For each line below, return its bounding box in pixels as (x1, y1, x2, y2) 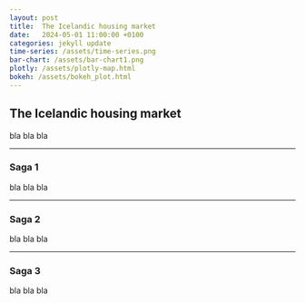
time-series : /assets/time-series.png (9, 47, 156, 56)
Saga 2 (9, 212, 41, 225)
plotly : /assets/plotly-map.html (9, 64, 136, 73)
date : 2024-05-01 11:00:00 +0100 (9, 30, 144, 39)
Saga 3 (9, 265, 41, 278)
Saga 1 (9, 161, 39, 173)
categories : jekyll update (9, 38, 112, 48)
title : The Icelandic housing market (9, 22, 156, 31)
